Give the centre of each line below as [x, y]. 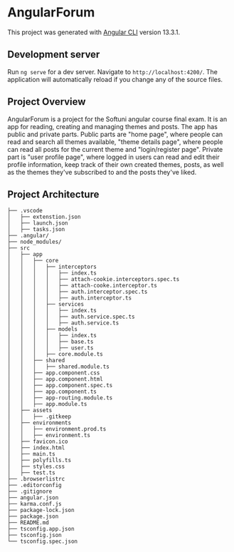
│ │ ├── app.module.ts [47, 404]
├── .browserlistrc [36, 479]
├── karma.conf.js [34, 504]
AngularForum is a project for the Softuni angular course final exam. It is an [117, 119]
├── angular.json [33, 498]
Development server [54, 55]
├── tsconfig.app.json [41, 529]
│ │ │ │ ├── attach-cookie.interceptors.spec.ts [94, 280]
